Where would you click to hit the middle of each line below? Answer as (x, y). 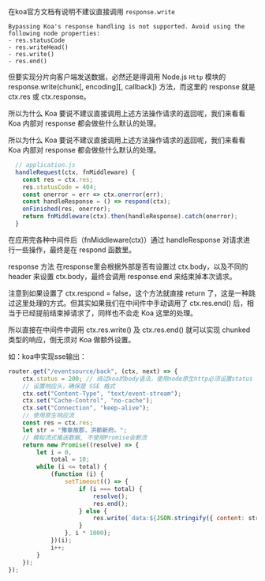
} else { (93, 511)
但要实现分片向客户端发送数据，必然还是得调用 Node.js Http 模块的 (117, 77)
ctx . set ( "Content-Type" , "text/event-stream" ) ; (102, 394)
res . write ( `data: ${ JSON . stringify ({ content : (169, 519)
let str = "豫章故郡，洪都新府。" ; (75, 430)
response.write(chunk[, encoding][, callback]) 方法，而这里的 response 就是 (132, 87)
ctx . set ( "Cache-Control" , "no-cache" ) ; (88, 401)
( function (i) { (77, 474)
